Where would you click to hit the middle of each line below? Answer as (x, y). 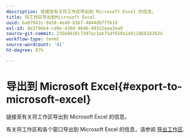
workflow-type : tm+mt (33, 39)
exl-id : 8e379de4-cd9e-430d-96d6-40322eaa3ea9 (65, 28)
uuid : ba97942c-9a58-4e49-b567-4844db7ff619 (62, 23)
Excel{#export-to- (136, 86)
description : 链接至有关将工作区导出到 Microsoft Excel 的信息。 (81, 12)
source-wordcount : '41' (36, 45)
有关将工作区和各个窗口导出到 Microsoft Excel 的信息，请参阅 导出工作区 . (95, 129)
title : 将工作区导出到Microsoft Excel (51, 17)
